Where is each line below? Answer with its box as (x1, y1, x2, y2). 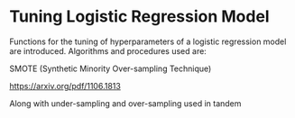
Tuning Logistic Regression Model (9, 6, 270, 27)
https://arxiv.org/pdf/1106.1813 (9, 80, 122, 91)
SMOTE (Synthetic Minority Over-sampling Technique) (9, 63, 212, 74)
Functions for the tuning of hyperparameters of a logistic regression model (9, 36, 287, 47)
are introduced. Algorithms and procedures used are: (9, 45, 207, 56)
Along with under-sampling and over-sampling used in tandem (9, 97, 242, 109)
